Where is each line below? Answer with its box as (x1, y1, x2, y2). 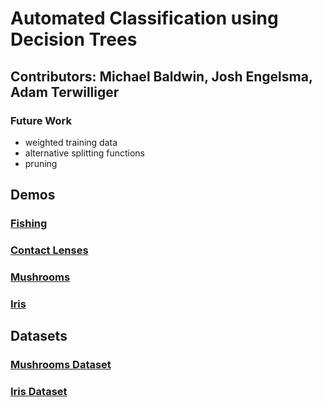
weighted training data (24, 136, 118, 148)
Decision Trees (10, 28, 138, 51)
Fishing (10, 217, 48, 231)
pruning (24, 157, 58, 169)
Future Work (10, 113, 72, 127)
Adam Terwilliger (10, 83, 120, 101)
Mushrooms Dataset (10, 358, 112, 372)
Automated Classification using (10, 7, 279, 30)
